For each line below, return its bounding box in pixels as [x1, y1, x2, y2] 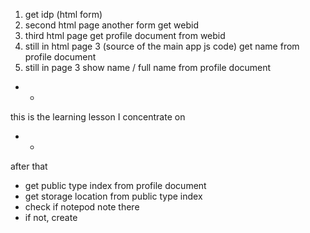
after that [10, 160, 48, 172]
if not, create [24, 212, 78, 223]
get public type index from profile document [24, 180, 207, 191]
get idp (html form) [24, 9, 103, 20]
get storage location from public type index [24, 190, 203, 202]
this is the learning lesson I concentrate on [10, 111, 186, 123]
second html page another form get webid [24, 19, 200, 31]
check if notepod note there [24, 201, 140, 213]
